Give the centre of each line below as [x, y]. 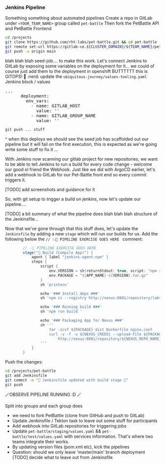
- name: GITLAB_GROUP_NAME [64, 116]
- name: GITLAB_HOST [56, 106]
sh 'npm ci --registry [63, 298]
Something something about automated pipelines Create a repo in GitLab [79, 18]
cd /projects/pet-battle [30, 371]
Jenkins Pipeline [25, 7]
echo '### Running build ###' [71, 307]
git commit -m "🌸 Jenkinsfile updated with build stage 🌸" [67, 380]
